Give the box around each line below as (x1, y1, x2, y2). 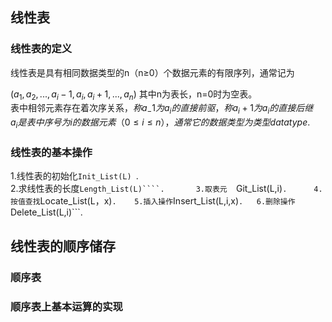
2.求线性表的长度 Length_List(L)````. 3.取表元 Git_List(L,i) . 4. (10, 183, 323, 195)
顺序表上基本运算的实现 (10, 299, 123, 313)
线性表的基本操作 (10, 146, 93, 159)
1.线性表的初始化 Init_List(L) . (10, 170, 139, 182)
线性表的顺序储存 (10, 238, 116, 255)
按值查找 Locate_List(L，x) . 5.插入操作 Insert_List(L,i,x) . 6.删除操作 (10, 195, 296, 207)
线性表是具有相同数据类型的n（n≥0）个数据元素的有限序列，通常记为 (10, 66, 295, 78)
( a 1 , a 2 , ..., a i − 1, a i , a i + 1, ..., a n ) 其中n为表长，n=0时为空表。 (10, 88, 258, 102)
